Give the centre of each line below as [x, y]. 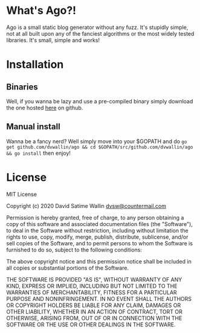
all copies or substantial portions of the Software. [67, 268]
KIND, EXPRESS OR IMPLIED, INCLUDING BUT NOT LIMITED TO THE [92, 286]
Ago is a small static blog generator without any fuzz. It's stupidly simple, [97, 27]
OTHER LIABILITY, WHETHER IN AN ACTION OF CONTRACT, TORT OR [94, 311]
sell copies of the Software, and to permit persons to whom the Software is [100, 243]
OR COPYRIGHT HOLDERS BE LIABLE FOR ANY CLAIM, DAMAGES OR [94, 305]
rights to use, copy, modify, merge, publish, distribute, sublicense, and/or [97, 237]
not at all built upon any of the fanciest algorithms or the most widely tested [100, 33]
